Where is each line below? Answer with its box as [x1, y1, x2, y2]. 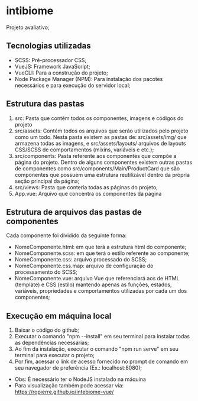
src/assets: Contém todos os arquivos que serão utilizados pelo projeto [14, 127, 189, 134]
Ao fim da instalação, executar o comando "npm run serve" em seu [14, 345, 179, 353]
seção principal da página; [14, 177, 80, 185]
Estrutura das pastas [6, 99, 85, 109]
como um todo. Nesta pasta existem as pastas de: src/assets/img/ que [14, 133, 187, 140]
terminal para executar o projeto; [14, 352, 95, 359]
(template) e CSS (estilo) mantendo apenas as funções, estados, [14, 281, 172, 288]
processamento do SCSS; [14, 269, 78, 276]
